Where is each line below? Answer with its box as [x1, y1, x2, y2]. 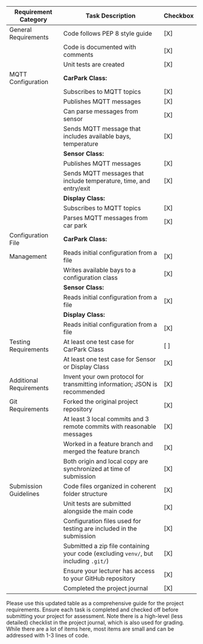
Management [9, 252, 47, 261]
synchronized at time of [63, 465, 131, 473]
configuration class [63, 273, 118, 282]
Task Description [85, 11, 136, 20]
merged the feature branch [63, 447, 140, 455]
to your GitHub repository [63, 574, 136, 582]
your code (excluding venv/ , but [63, 550, 153, 558]
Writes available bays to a [63, 266, 136, 274]
